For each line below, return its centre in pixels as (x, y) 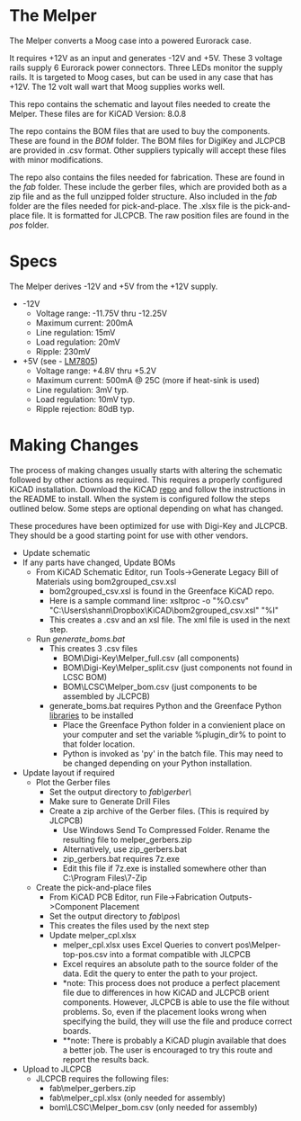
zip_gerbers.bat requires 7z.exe (121, 858)
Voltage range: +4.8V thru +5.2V (96, 371)
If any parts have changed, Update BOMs (99, 562)
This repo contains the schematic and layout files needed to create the (140, 103)
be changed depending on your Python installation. (157, 763)
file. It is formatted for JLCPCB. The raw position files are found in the (160, 215)
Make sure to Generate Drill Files (110, 801)
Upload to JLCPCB (57, 1069)
